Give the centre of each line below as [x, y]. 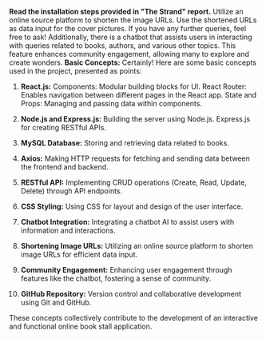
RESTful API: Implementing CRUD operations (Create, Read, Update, [133, 182]
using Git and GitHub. [56, 302]
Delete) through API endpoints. [71, 191]
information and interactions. [68, 230]
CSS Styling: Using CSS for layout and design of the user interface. [132, 206]
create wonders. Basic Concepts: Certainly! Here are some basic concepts [133, 62]
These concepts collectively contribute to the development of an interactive [134, 318]
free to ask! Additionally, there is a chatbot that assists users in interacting [131, 37]
